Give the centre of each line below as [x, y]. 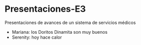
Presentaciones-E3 [45, 9]
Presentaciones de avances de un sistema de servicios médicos [70, 22]
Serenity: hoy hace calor [37, 37]
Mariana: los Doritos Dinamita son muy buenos [60, 32]
